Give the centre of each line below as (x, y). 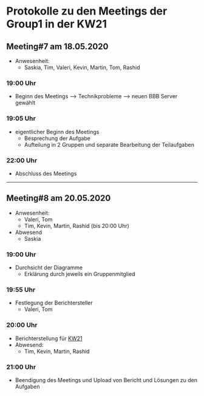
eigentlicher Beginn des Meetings (57, 132)
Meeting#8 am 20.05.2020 (59, 198)
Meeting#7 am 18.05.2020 (57, 46)
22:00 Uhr (22, 160)
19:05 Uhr (21, 118)
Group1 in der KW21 (57, 24)
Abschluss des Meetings (46, 173)
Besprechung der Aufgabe (57, 138)
